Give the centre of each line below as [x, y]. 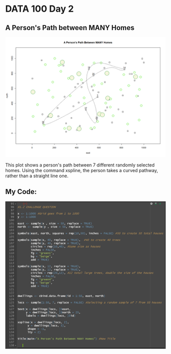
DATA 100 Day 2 [39, 9]
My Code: [21, 192]
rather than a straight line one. [37, 176]
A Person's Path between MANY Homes [70, 28]
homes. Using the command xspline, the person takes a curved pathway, [82, 171]
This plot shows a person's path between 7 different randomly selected [80, 165]
